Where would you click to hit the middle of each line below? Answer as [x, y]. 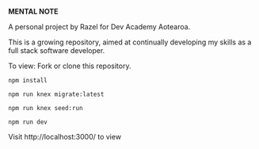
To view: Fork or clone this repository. [70, 66]
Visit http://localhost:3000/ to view [65, 137]
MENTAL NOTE [33, 11]
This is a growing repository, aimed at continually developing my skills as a [130, 42]
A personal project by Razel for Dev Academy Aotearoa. [99, 27]
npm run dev [28, 122]
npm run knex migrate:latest [56, 94]
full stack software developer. [57, 50]
